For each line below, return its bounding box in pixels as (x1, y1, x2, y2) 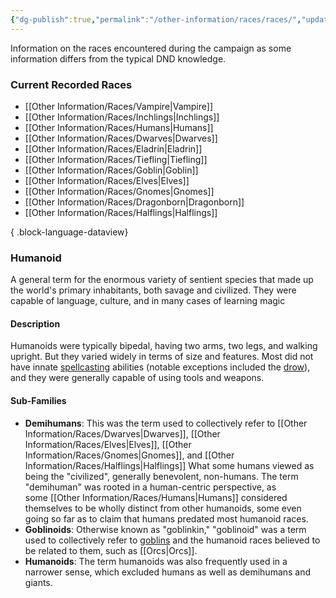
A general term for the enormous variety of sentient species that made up (10, 274, 314, 286)
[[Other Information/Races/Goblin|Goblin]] (24, 164, 199, 176)
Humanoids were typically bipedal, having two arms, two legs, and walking (10, 340, 318, 352)
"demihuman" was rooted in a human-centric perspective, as (24, 481, 277, 493)
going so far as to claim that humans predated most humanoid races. (24, 512, 309, 525)
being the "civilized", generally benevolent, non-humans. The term (24, 470, 299, 482)
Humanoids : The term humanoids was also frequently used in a (24, 555, 288, 567)
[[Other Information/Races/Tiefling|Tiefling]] (24, 153, 208, 165)
